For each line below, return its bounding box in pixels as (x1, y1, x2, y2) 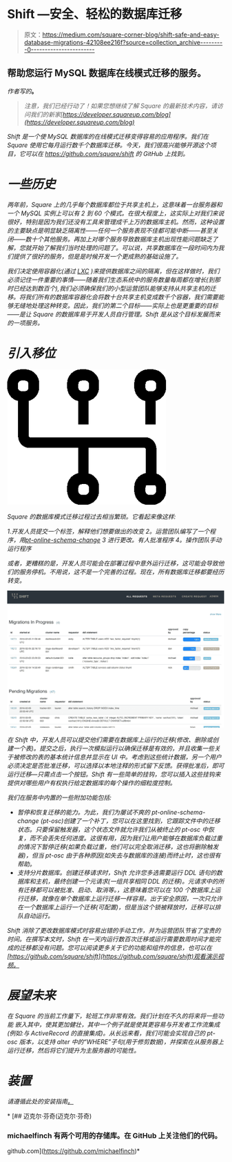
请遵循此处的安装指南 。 (7, 1097, 74, 1105)
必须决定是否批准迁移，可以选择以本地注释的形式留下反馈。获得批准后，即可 (7, 762, 224, 770)
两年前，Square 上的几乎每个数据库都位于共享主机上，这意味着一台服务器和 (7, 200, 222, 209)
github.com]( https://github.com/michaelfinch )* (7, 1147, 140, 1155)
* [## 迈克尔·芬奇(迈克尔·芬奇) (7, 1112, 92, 1120)
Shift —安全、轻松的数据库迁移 (7, 6, 182, 22)
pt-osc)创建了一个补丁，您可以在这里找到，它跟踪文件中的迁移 (42, 817, 220, 825)
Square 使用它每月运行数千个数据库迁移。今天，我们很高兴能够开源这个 (7, 141, 211, 149)
